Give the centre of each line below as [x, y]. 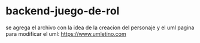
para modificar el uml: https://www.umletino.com [66, 33]
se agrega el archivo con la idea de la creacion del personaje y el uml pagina [100, 27]
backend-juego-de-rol [63, 11]
